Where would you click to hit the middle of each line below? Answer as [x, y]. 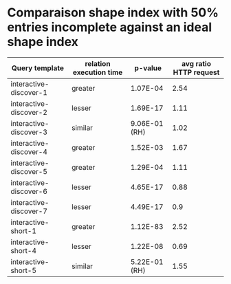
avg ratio [196, 63]
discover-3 [29, 132]
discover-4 [29, 151]
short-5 [23, 270]
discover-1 [29, 92]
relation [98, 63]
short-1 [23, 230]
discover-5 [29, 171]
